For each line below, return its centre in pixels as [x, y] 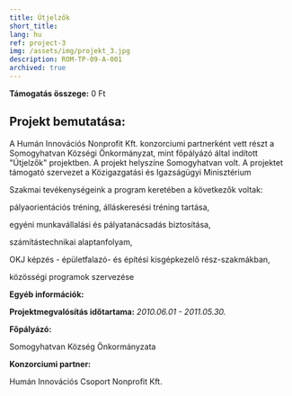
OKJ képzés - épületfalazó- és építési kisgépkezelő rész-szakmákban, [140, 259]
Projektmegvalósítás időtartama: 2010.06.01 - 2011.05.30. [118, 311]
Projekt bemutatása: [67, 122]
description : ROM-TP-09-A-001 [66, 59]
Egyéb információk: [47, 294]
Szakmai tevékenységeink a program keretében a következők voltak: [136, 189]
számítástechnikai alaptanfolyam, [71, 242]
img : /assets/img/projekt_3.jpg [70, 51]
